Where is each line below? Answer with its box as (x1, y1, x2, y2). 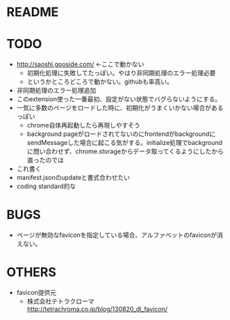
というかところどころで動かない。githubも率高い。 (26, 77, 173, 86)
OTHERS (6, 264, 57, 280)
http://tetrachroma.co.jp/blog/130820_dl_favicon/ (26, 305, 168, 313)
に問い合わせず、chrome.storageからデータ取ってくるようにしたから (26, 147, 224, 155)
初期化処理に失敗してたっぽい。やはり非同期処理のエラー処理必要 (26, 69, 216, 77)
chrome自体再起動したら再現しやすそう (26, 121, 140, 130)
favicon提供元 (16, 289, 57, 296)
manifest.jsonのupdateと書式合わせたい (16, 174, 130, 182)
